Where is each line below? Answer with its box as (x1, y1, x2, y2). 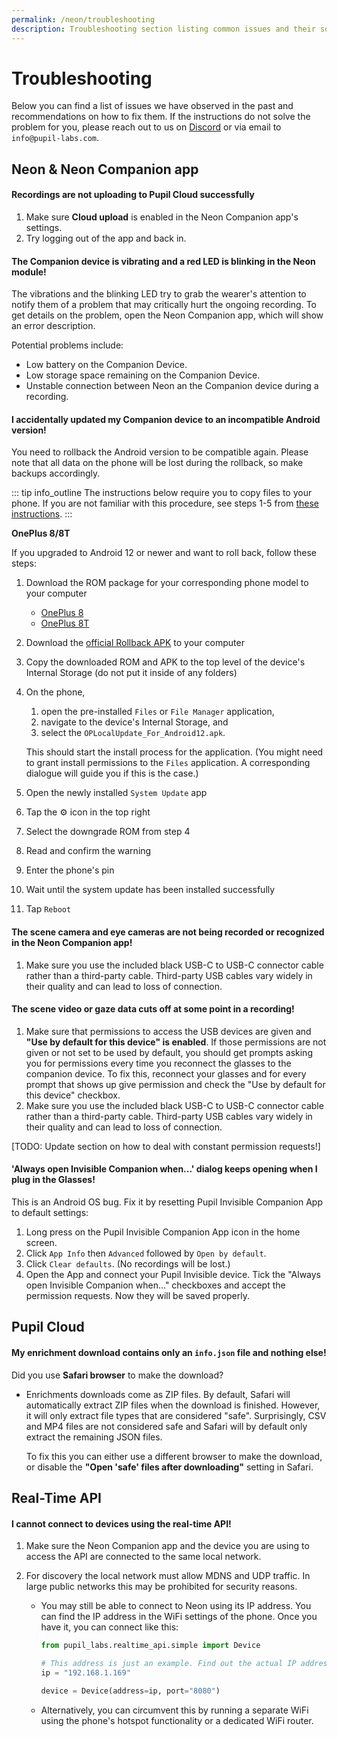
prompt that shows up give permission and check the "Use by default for (25, 1078, 326, 1090)
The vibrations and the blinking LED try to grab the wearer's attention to (11, 288, 307, 300)
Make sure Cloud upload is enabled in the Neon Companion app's (25, 211, 299, 223)
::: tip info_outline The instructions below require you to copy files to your (11, 487, 313, 499)
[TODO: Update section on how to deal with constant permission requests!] (11, 1140, 321, 1152)
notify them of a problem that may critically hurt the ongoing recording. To (11, 299, 317, 311)
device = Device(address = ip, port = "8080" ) (40, 1686, 221, 1696)
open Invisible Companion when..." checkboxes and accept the (25, 1279, 286, 1291)
